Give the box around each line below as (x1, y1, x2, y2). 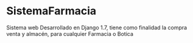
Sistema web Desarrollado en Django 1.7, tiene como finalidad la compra (6, 24, 188, 31)
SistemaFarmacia (6, 4, 97, 18)
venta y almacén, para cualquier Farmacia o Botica (6, 30, 134, 37)
